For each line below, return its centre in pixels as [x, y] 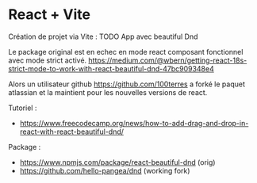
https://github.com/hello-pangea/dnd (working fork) [105, 170]
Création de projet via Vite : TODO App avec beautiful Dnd [103, 36]
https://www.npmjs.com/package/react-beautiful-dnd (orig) [117, 162]
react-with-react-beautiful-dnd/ [72, 132]
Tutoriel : [23, 108]
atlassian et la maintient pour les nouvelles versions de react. [108, 92]
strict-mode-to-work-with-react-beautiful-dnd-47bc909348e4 [111, 68]
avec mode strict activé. [48, 60]
